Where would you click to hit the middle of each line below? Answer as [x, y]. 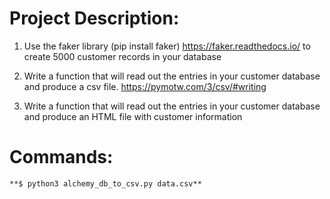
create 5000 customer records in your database [122, 56]
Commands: [61, 157]
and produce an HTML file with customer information [133, 116]
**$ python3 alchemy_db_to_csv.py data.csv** [105, 183]
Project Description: [94, 18]
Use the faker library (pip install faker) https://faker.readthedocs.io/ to [167, 46]
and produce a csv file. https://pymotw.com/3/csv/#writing [145, 86]
